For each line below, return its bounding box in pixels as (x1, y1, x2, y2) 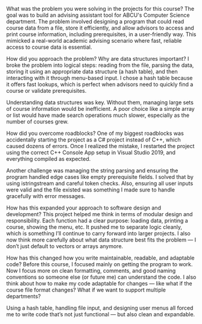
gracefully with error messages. (6, 193, 86, 199)
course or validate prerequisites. (6, 87, 87, 94)
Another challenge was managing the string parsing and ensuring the (6, 167, 178, 174)
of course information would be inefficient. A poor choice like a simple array (6, 105, 195, 112)
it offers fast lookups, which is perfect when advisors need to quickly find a (6, 81, 194, 88)
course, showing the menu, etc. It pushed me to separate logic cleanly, (6, 223, 183, 231)
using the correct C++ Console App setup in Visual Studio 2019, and (6, 149, 176, 156)
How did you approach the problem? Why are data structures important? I (6, 55, 189, 62)
